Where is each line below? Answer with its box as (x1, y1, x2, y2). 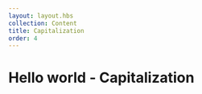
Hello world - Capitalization (8, 69, 195, 87)
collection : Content (8, 19, 78, 27)
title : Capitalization (8, 27, 85, 35)
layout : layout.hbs (8, 11, 74, 20)
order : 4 (8, 34, 38, 43)
